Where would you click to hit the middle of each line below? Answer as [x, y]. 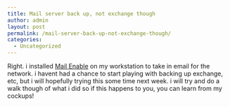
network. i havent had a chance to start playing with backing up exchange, [115, 73]
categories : [25, 40]
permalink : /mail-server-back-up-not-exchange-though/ [89, 33]
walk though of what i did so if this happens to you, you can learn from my [115, 88]
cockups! [21, 96]
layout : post [26, 27]
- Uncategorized [37, 46]
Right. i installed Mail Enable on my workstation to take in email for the [109, 66]
